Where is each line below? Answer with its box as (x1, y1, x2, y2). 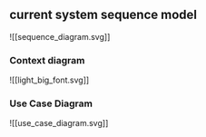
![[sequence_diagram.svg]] (9, 31, 111, 42)
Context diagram (9, 54, 85, 66)
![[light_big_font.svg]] (9, 74, 90, 85)
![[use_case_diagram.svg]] (9, 118, 109, 129)
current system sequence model (9, 7, 198, 23)
